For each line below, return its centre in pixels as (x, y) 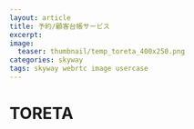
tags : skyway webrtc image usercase (79, 69)
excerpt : (26, 35)
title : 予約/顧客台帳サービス (60, 26)
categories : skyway (46, 60)
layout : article (40, 18)
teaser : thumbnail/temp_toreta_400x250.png (101, 52)
